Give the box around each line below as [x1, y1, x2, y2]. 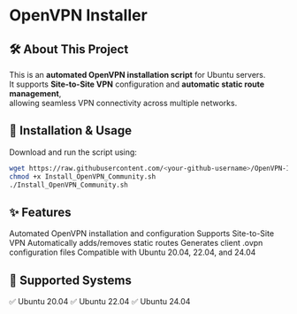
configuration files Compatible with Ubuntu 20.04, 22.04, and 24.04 [9, 247, 256, 257]
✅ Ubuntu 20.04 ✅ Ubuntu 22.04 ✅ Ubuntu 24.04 [9, 296, 191, 307]
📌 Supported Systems [9, 272, 133, 287]
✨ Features [9, 204, 72, 219]
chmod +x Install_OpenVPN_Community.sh [9, 172, 156, 181]
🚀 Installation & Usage [9, 123, 133, 138]
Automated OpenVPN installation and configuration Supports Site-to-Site [9, 228, 275, 239]
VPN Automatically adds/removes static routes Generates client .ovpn [9, 238, 263, 249]
